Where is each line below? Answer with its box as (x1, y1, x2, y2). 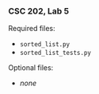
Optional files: (8, 63, 54, 72)
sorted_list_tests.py (19, 49, 91, 57)
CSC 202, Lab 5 (8, 6, 70, 17)
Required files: (8, 24, 55, 33)
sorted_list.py (19, 41, 70, 49)
